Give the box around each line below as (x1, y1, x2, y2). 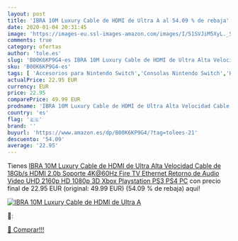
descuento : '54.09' (7, 135, 65, 142)
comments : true (7, 37, 52, 44)
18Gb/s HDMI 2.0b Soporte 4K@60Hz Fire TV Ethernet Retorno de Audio (7, 169, 220, 178)
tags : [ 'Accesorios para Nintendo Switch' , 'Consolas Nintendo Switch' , (7, 69, 227, 77)
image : (7, 30, 27, 38)
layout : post (7, 10, 46, 18)
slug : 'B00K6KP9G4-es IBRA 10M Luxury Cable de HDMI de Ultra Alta (7, 57, 211, 64)
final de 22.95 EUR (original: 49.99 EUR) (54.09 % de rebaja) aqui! (7, 184, 200, 193)
